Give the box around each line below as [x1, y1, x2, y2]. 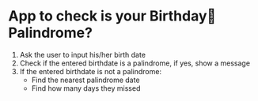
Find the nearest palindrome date [31, 75, 140, 84]
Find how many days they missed [31, 83, 141, 93]
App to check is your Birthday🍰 [8, 7, 216, 25]
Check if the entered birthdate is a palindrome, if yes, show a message [19, 58, 251, 68]
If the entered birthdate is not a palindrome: [19, 66, 162, 76]
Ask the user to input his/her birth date [19, 50, 146, 59]
